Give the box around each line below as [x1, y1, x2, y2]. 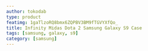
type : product [6, 14, 42, 20]
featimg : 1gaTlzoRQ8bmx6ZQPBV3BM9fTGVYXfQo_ [6, 19, 118, 25]
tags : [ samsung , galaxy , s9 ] [6, 30, 78, 36]
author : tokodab [6, 8, 46, 15]
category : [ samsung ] [6, 36, 58, 42]
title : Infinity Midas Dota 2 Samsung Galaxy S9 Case [6, 25, 143, 31]
